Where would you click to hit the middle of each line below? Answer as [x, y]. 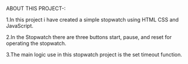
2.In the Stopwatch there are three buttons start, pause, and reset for [89, 37]
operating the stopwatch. [36, 43]
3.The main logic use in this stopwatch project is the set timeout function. [94, 54]
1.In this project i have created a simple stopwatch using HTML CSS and [93, 19]
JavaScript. [20, 26]
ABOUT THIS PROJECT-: [36, 8]
